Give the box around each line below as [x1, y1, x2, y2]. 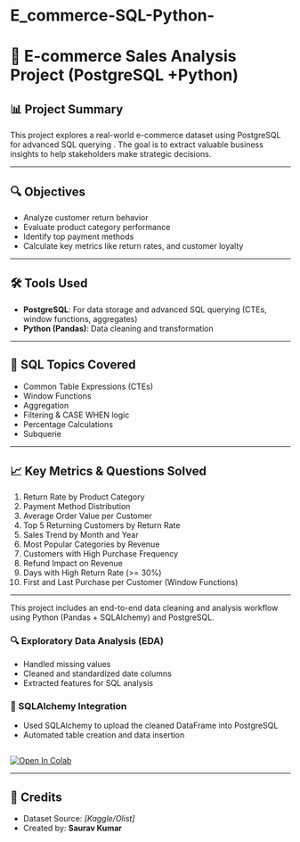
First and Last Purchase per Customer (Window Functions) [22, 577, 239, 588]
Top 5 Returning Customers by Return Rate [22, 520, 181, 531]
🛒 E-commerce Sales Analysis [10, 46, 237, 67]
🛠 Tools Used [10, 276, 88, 291]
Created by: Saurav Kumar [22, 822, 123, 834]
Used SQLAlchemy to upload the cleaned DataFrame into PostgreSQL [22, 720, 279, 731]
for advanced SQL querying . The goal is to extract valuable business [10, 139, 264, 150]
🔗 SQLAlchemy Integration [10, 699, 127, 712]
